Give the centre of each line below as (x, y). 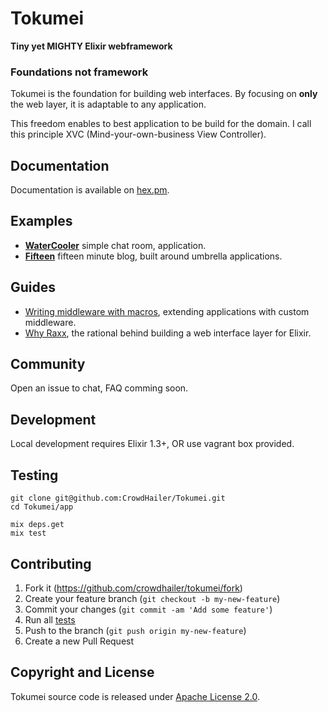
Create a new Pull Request (79, 641)
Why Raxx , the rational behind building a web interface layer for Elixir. (168, 333)
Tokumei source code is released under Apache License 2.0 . (135, 696)
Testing (34, 475)
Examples (41, 221)
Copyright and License (82, 672)
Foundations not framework (79, 72)
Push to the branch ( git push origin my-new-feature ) (135, 630)
